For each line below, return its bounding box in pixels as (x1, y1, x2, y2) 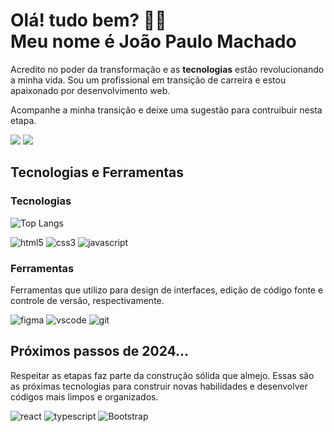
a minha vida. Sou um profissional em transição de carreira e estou (10, 74, 287, 86)
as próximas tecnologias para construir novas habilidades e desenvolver (10, 380, 308, 392)
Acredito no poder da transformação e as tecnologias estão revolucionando (10, 63, 325, 75)
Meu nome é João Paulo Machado (10, 30, 297, 53)
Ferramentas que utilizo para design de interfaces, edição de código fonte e (10, 284, 324, 296)
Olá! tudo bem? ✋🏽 (10, 9, 167, 32)
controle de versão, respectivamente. (10, 294, 165, 306)
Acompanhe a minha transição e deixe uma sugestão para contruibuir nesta (10, 104, 323, 116)
